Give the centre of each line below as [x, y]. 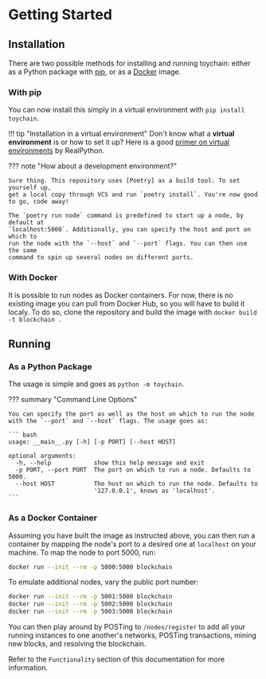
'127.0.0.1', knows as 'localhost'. [155, 491]
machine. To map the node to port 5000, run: [82, 552]
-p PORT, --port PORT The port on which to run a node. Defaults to [133, 470]
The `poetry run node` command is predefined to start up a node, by [126, 216]
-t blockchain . [35, 320]
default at [26, 223]
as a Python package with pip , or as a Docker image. [95, 72]
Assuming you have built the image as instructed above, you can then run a [132, 535]
